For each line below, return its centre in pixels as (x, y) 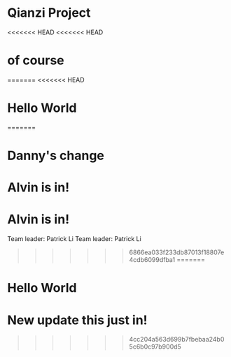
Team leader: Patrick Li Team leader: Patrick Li (74, 239)
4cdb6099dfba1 (152, 260)
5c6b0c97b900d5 (155, 347)
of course (36, 60)
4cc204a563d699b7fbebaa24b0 (177, 340)
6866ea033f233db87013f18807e (177, 252)
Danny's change (56, 156)
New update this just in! (78, 320)
